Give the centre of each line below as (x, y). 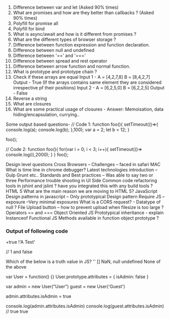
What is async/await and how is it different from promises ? (75, 34)
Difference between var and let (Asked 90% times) (66, 7)
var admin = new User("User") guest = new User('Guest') (66, 287)
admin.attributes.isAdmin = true (39, 296)
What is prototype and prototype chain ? (55, 72)
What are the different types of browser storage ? (65, 39)
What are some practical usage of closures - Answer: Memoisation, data (88, 109)
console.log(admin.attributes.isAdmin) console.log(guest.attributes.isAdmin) (85, 306)
